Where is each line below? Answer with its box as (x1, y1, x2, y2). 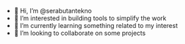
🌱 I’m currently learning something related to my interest (13, 22, 178, 29)
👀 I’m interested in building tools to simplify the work (13, 14, 167, 22)
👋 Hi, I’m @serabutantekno (13, 7, 92, 15)
